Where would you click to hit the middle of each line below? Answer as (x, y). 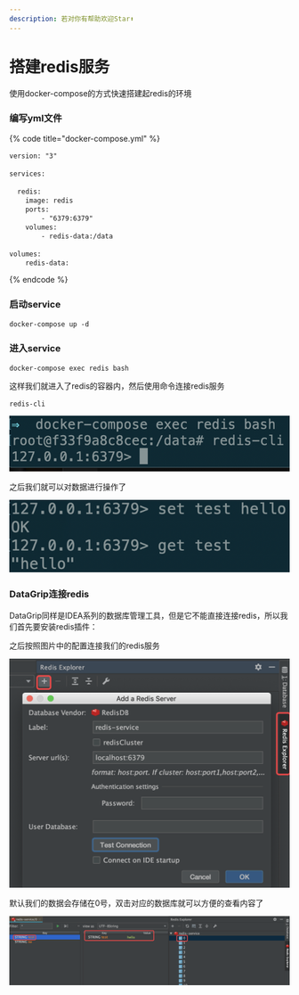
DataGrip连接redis (49, 595)
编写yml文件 (36, 119)
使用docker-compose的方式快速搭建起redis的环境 (101, 93)
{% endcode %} (39, 279)
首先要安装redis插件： (57, 626)
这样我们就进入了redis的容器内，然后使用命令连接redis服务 (117, 386)
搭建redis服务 (60, 66)
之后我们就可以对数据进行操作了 (68, 487)
